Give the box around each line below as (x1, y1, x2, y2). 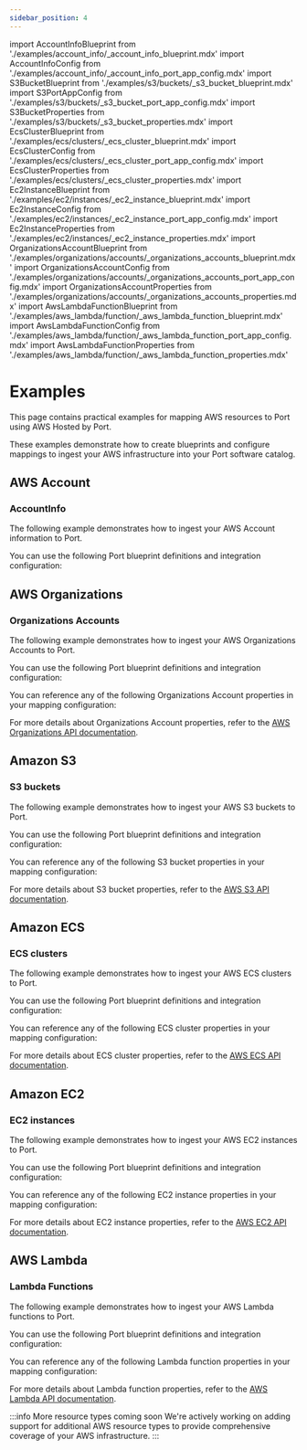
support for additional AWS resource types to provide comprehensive (9, 1420, 271, 1431)
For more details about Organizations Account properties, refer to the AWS (9, 716, 291, 727)
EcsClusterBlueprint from (9, 125, 105, 137)
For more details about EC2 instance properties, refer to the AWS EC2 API (9, 1217, 287, 1227)
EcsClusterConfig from (9, 145, 96, 156)
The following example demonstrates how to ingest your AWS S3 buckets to (9, 801, 296, 812)
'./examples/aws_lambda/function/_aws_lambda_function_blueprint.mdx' (9, 310, 283, 321)
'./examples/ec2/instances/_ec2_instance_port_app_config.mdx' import (9, 213, 279, 224)
